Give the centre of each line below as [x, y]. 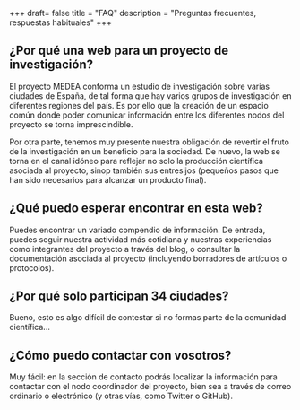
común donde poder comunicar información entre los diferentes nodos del [147, 115]
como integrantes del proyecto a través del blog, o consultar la [125, 249]
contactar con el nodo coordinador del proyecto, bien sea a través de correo [150, 387]
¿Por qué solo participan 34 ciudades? [119, 297]
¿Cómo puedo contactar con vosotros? [120, 355]
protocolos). [32, 267]
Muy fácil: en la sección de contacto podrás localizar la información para [143, 377]
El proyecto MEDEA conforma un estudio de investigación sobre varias [140, 86]
